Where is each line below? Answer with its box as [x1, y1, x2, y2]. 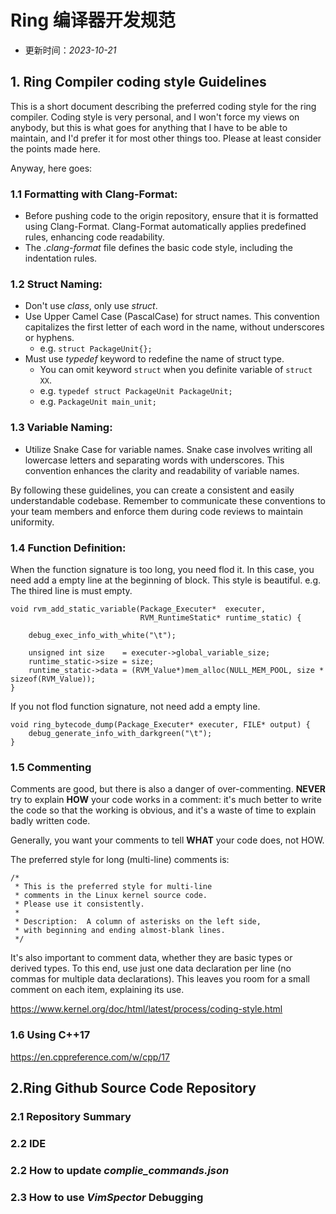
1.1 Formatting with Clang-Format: [10, 187, 178, 201]
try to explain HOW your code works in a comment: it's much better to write [10, 794, 322, 806]
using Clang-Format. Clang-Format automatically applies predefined [24, 221, 307, 233]
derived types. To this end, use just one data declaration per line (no [10, 962, 292, 975]
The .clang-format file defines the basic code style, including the [24, 242, 293, 254]
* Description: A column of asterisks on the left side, [14, 917, 262, 927]
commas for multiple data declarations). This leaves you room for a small [10, 973, 310, 985]
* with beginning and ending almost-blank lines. [14, 926, 226, 936]
